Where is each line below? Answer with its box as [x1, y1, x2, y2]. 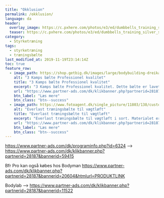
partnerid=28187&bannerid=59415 [5, 153, 74, 159]
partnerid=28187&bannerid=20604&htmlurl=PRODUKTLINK [5, 173, 125, 179]
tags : [5, 43, 16, 48]
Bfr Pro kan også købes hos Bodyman [5, 163, 82, 169]
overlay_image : [9, 25, 41, 30]
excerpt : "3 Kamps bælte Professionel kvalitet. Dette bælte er [14, 84, 147, 89]
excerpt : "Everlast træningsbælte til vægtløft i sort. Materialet [14, 116, 154, 121]
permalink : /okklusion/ [5, 12, 54, 17]
